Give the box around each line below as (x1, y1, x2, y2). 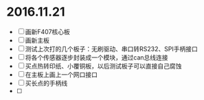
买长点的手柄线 (25, 79, 68, 87)
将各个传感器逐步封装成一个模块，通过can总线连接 (25, 53, 169, 62)
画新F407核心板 (25, 27, 70, 36)
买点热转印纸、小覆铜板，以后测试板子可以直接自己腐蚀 (25, 62, 182, 70)
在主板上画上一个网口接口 (25, 70, 98, 79)
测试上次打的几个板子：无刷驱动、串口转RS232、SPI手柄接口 (25, 45, 199, 53)
